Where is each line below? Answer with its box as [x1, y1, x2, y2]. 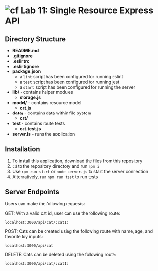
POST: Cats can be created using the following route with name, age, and [5, 228, 153, 234]
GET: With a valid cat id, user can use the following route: [5, 210, 121, 216]
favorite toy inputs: [5, 233, 43, 239]
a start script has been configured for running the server [19, 84, 135, 90]
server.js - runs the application [12, 131, 75, 136]
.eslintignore [12, 64, 39, 69]
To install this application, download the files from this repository [12, 158, 143, 164]
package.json [12, 68, 41, 74]
